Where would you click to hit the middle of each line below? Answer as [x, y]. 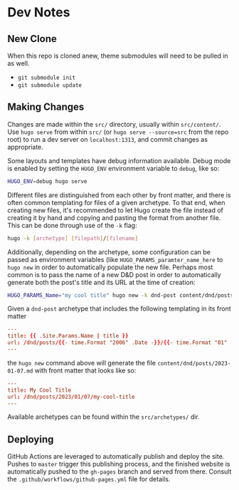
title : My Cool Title [39, 390]
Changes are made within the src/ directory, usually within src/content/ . [114, 124]
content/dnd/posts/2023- [194, 363]
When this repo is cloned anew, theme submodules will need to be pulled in [118, 56]
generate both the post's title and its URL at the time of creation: [101, 282]
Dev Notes [39, 12]
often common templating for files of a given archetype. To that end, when [116, 202]
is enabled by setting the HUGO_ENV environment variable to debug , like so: [113, 168]
